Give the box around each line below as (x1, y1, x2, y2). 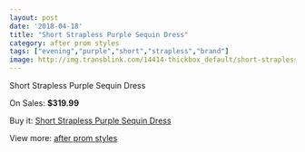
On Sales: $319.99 (9, 98, 80, 109)
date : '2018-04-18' (9, 22, 84, 31)
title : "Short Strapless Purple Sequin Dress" (9, 30, 189, 39)
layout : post (9, 13, 59, 23)
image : (9, 55, 34, 64)
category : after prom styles (9, 38, 120, 48)
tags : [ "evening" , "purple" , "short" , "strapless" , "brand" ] (9, 47, 230, 56)
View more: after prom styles (9, 133, 118, 143)
